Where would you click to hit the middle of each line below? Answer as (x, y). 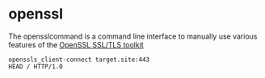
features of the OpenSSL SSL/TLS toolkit (76, 44)
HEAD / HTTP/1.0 (36, 66)
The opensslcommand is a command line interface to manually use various (133, 36)
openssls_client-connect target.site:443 (79, 60)
